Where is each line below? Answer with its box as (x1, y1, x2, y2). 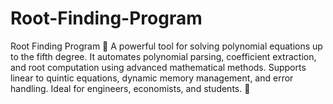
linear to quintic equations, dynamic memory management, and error (10, 72, 294, 84)
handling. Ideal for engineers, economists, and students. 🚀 (10, 82, 251, 94)
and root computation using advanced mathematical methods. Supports (10, 61, 307, 73)
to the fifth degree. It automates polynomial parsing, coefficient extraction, (10, 50, 317, 62)
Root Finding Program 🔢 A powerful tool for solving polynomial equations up (10, 40, 323, 52)
